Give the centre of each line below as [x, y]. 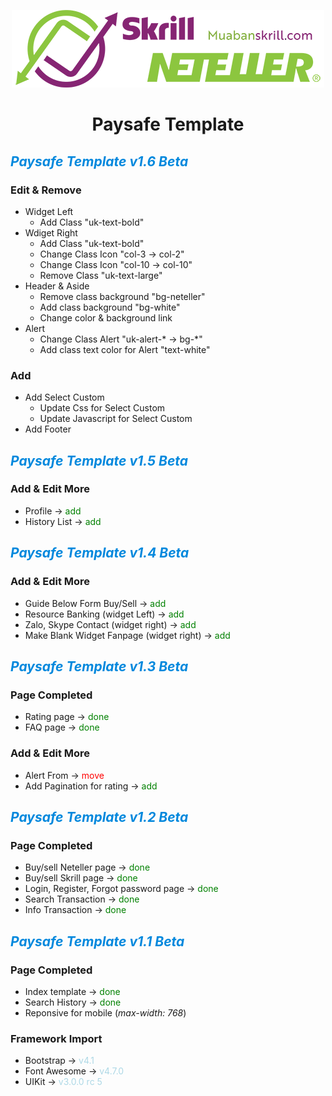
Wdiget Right [51, 232]
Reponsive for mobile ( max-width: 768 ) [105, 1012]
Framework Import [56, 1038]
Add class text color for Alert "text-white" [125, 349]
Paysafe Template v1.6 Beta [99, 161]
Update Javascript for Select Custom [116, 419]
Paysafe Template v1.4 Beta [100, 553]
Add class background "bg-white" [110, 307]
